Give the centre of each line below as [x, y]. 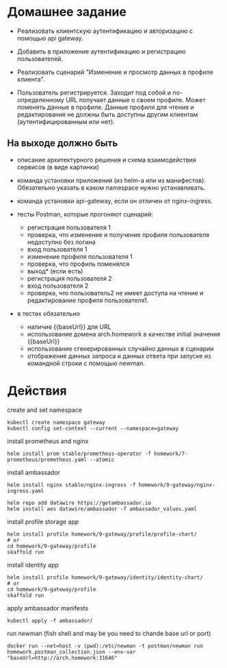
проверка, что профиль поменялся [78, 264]
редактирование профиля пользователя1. [88, 300]
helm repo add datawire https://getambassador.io [79, 503]
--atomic [102, 460]
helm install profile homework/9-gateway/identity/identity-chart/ [105, 577]
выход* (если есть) [55, 271]
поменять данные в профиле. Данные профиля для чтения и [105, 107]
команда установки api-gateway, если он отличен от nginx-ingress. [115, 201]
